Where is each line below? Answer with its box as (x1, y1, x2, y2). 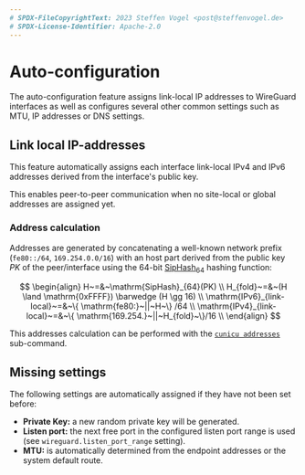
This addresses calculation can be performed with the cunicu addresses (9, 328, 280, 339)
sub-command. (9, 338, 68, 349)
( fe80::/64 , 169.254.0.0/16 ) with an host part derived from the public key (9, 252, 286, 263)
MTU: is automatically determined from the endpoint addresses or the (22, 445, 286, 457)
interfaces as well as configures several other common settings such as (9, 101, 280, 112)
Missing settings (9, 364, 107, 380)
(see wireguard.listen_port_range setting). (22, 436, 185, 447)
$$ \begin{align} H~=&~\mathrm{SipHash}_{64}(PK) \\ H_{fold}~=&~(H (19, 281, 288, 292)
